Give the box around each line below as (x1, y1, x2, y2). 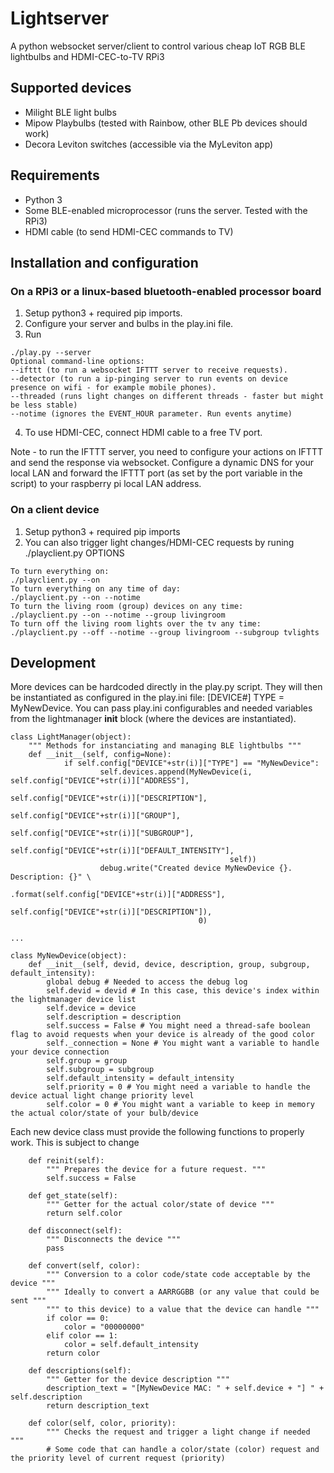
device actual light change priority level (10, 1091, 195, 1101)
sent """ (10, 1296, 47, 1306)
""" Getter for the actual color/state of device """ (46, 1200, 275, 1210)
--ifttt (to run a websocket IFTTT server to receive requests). (10, 365, 288, 376)
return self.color (46, 1208, 123, 1219)
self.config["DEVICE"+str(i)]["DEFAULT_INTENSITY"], (10, 846, 235, 856)
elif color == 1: (46, 1331, 118, 1341)
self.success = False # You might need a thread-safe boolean (46, 1021, 311, 1031)
